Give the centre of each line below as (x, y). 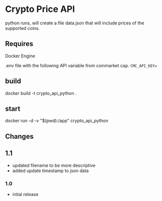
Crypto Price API (40, 9)
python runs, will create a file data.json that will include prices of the (75, 23)
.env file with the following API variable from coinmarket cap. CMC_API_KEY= (81, 65)
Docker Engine (20, 56)
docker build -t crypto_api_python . (41, 93)
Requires (19, 44)
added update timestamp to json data (51, 171)
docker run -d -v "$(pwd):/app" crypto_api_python (57, 121)
